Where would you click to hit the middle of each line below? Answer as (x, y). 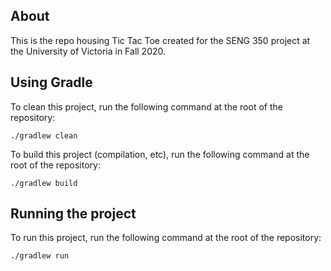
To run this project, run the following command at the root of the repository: (166, 238)
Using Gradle (51, 82)
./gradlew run (40, 256)
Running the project (73, 214)
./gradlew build (44, 183)
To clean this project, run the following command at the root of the (146, 106)
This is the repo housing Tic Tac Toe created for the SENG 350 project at (160, 40)
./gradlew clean (44, 135)
